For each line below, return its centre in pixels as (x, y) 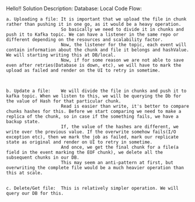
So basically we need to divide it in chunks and (122, 29)
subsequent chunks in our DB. (43, 158)
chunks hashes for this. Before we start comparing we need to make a (94, 111)
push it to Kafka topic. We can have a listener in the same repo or (93, 35)
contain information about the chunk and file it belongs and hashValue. (98, 50)
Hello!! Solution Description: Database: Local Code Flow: (74, 8)
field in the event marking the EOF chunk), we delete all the (85, 152)
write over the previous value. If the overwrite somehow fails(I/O (91, 132)
